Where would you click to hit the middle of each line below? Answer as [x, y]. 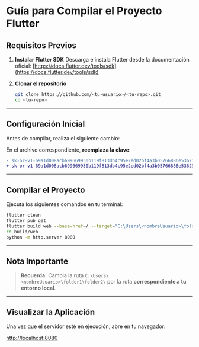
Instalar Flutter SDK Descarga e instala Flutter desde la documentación [102, 60]
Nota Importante [37, 261]
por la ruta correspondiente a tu [147, 282]
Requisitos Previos [41, 45]
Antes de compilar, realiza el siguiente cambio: [63, 138]
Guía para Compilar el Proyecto [84, 11]
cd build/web [22, 232]
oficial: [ [25, 66]
